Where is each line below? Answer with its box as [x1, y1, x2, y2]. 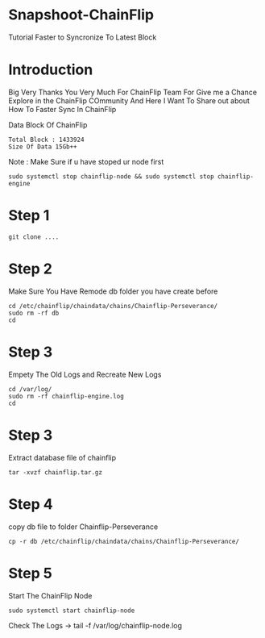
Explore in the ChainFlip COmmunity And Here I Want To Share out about [8, 95, 250, 106]
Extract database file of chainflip [8, 452, 117, 462]
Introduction [8, 60, 93, 79]
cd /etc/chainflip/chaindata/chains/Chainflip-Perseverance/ [8, 302, 218, 310]
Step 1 [8, 206, 50, 225]
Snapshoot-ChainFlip [8, 6, 155, 24]
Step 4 [8, 494, 54, 513]
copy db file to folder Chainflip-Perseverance [8, 522, 159, 532]
